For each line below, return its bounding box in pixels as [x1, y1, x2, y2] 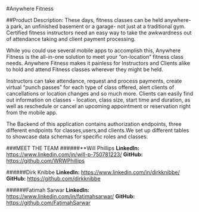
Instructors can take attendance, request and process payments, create [6, 77, 182, 84]
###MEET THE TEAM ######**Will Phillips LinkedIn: [6, 145, 140, 151]
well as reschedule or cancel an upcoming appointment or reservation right [6, 103, 191, 109]
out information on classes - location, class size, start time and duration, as [6, 96, 191, 103]
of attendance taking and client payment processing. [6, 36, 136, 42]
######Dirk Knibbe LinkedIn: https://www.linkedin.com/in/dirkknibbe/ [6, 169, 180, 176]
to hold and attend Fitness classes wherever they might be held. [6, 66, 164, 73]
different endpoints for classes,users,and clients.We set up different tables [6, 127, 189, 134]
